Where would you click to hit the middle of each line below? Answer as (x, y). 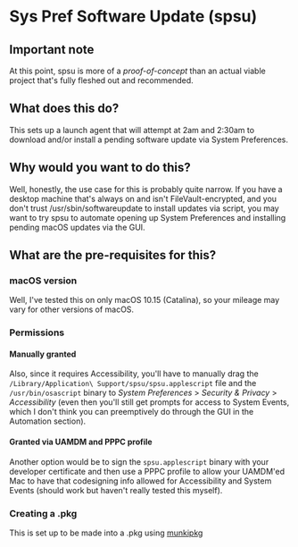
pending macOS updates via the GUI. (77, 227)
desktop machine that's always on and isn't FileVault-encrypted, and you (143, 198)
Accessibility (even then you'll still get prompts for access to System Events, (149, 402)
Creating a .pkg (43, 513)
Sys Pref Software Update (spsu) (133, 17)
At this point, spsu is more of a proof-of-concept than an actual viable (137, 71)
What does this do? (64, 109)
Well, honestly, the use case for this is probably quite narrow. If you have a (146, 189)
